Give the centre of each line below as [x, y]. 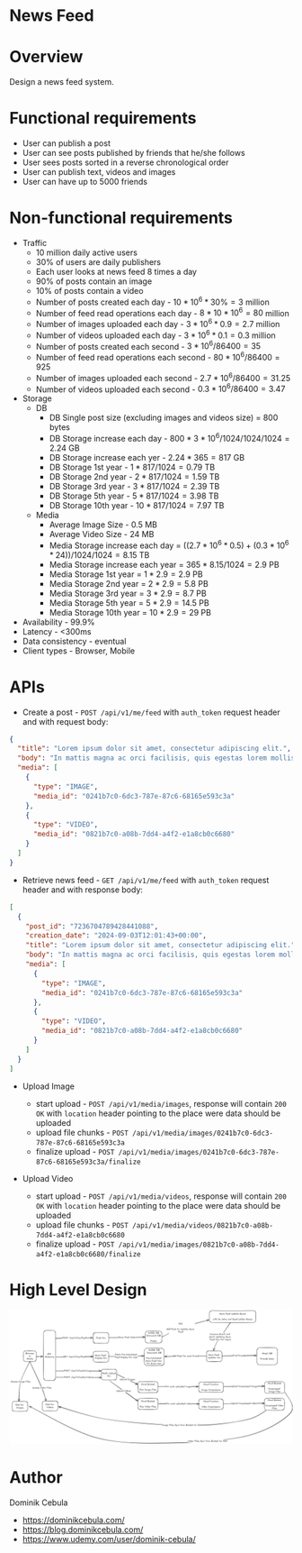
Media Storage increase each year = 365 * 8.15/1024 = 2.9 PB [164, 564]
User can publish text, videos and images [99, 172]
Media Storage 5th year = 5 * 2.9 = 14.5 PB [129, 603]
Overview [46, 57]
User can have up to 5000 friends [85, 182]
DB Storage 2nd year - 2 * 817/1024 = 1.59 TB [134, 476]
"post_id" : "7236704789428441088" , [92, 926]
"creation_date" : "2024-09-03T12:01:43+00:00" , [116, 936]
